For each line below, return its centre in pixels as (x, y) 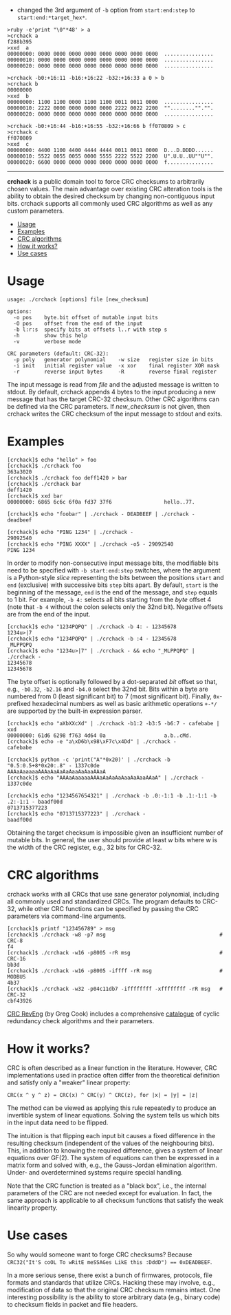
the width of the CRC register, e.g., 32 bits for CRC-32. (85, 847)
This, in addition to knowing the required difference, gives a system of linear (115, 1150)
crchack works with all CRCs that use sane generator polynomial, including (113, 894)
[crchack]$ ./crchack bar (44, 484)
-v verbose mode (47, 341)
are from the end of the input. (49, 614)
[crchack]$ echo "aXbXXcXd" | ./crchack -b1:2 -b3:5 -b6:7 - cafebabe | (113, 723)
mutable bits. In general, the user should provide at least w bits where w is (112, 840)
